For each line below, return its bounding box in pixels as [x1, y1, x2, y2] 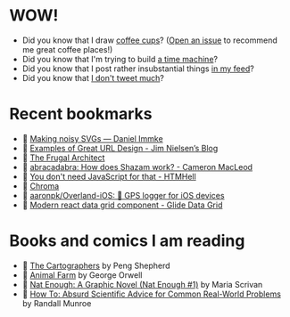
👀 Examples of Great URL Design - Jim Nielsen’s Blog [21, 142, 219, 153]
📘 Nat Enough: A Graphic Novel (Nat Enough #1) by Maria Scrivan [21, 279, 263, 289]
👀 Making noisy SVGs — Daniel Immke [21, 133, 163, 143]
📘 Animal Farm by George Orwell [21, 269, 143, 280]
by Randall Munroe [21, 297, 92, 308]
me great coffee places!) [21, 44, 113, 54]
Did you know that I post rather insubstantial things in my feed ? [21, 63, 254, 74]
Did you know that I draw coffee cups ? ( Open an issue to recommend [21, 35, 278, 45]
